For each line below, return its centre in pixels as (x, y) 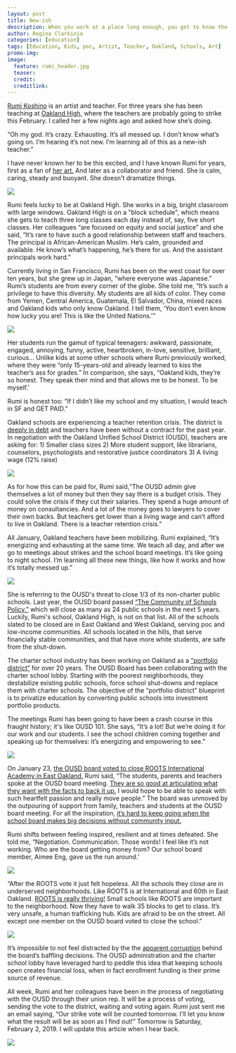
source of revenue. (35, 978)
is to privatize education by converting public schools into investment (108, 698)
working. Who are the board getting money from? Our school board (105, 849)
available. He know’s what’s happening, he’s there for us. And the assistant (115, 250)
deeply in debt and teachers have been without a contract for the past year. (117, 430)
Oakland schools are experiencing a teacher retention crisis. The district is (115, 423)
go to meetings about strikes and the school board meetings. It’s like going (115, 553)
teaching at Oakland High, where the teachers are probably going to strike (114, 113)
